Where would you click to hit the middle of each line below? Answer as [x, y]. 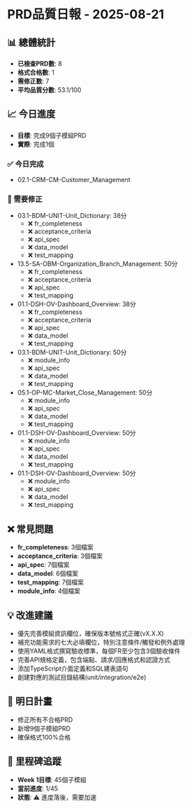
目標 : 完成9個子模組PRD [52, 135]
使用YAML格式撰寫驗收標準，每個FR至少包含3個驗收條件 [99, 651]
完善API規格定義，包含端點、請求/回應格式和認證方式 [94, 660]
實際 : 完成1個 [36, 144]
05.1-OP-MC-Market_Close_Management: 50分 [85, 392]
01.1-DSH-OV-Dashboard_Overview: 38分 [76, 304]
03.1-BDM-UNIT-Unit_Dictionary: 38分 [72, 216]
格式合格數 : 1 [36, 72]
